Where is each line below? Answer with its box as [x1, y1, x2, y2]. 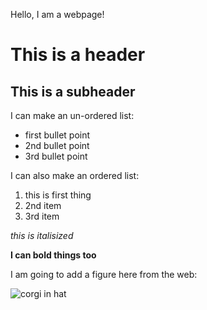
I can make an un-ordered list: [10, 110, 135, 121]
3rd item [24, 210, 60, 222]
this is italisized [10, 230, 74, 241]
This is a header [10, 44, 146, 66]
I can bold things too [10, 249, 97, 261]
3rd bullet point [24, 150, 88, 162]
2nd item [24, 200, 62, 211]
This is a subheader [10, 83, 136, 100]
